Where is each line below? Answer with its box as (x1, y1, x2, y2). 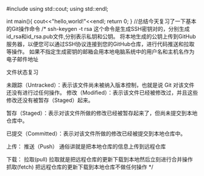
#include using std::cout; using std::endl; (6, 5, 108, 12)
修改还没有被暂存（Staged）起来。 (6, 96, 94, 104)
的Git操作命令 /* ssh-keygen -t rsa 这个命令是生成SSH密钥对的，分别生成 (6, 25, 190, 32)
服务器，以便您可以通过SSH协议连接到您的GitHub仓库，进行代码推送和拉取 (6, 41, 195, 47)
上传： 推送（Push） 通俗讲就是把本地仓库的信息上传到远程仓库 (6, 143, 166, 150)
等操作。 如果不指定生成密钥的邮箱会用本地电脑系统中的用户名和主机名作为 (6, 48, 195, 55)
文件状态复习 (6, 69, 38, 75)
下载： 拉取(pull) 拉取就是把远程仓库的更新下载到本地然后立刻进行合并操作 (6, 156, 193, 163)
